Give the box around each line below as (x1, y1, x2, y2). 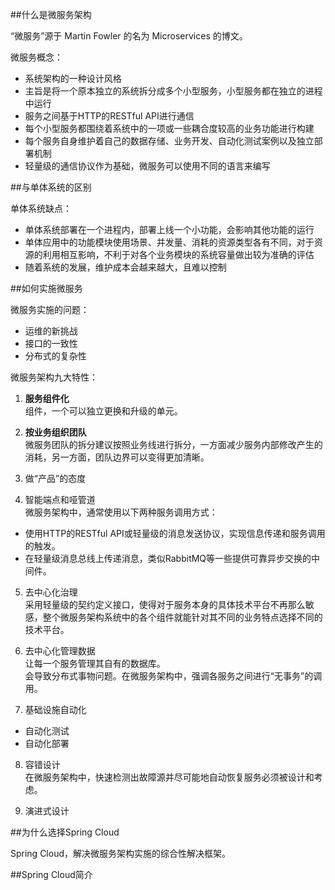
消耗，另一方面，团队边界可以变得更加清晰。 (24, 451, 210, 463)
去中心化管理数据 (24, 645, 96, 657)
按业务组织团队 (24, 426, 87, 438)
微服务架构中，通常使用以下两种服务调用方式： (24, 506, 218, 518)
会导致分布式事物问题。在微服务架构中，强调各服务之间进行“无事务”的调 (24, 670, 323, 682)
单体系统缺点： (10, 203, 72, 214)
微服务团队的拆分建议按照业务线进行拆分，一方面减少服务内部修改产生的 (24, 439, 323, 450)
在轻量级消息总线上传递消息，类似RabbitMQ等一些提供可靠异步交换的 (24, 553, 312, 564)
